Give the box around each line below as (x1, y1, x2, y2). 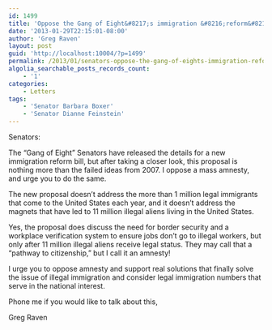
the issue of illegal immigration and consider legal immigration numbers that (8, 272, 261, 282)
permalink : (8, 58, 45, 66)
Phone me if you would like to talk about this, (8, 297, 158, 306)
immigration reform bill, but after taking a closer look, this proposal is (8, 156, 238, 166)
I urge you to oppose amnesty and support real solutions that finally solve (8, 264, 254, 273)
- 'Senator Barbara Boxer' (23, 102, 114, 110)
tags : (8, 95, 27, 103)
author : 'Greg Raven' (8, 34, 82, 43)
